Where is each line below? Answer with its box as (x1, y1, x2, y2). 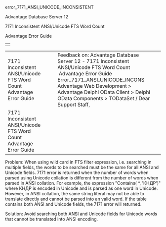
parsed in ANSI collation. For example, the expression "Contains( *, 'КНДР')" (5, 180, 161, 186)
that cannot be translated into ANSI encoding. (5, 216, 98, 222)
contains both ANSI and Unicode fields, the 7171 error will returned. (5, 201, 142, 207)
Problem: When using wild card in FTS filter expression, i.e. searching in (5, 159, 152, 165)
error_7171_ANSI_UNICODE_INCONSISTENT (5, 4, 94, 10)
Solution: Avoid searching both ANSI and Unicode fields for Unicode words (5, 211, 157, 217)
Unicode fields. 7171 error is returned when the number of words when (5, 170, 149, 175)
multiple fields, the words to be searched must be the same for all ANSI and (5, 165, 159, 170)
